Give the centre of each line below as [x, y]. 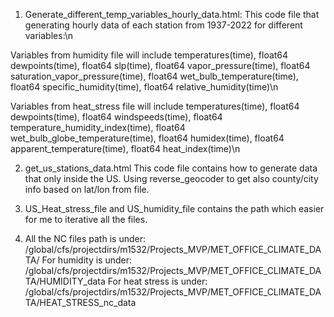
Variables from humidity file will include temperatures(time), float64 [149, 55]
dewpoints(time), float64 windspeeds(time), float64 [116, 117]
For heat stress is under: [157, 281]
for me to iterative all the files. [86, 219]
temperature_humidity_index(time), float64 [98, 127]
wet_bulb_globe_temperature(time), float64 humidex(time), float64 [147, 138]
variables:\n [49, 35]
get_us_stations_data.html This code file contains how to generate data [171, 168]
